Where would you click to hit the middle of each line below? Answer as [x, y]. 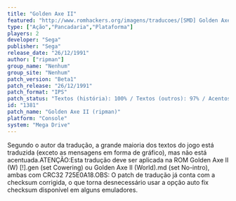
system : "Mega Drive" [39, 125]
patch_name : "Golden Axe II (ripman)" [64, 112]
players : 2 [23, 33]
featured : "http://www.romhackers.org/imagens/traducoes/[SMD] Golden [113, 20]
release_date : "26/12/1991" [48, 53]
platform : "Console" [38, 118]
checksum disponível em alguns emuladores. [73, 190]
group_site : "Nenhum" [39, 72]
